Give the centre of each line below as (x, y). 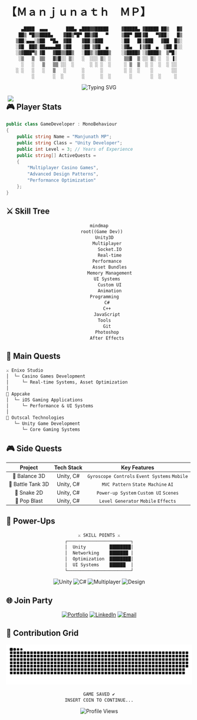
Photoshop (107, 332)
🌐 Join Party (29, 600)
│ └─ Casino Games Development (46, 376)
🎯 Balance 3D (29, 476)
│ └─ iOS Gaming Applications (45, 400)
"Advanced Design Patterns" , (63, 174)
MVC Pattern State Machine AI (138, 485)
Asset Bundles (110, 267)
